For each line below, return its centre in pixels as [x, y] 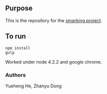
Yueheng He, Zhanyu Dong [33, 86]
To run [16, 37]
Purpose [19, 8]
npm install [18, 48]
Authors [16, 75]
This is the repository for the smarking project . [54, 20]
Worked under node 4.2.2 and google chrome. [54, 62]
